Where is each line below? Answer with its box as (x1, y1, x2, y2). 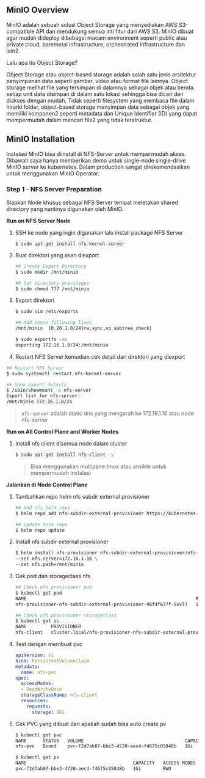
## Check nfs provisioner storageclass (15, 612, 117, 618)
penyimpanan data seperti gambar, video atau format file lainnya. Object (6, 77, 188, 84)
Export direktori (15, 296, 55, 304)
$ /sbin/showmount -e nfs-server (6, 387, 92, 394)
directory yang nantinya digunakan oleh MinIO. (6, 205, 124, 213)
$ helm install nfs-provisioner (15, 550, 98, 556)
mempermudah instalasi (30, 469, 92, 476)
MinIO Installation (6, 134, 75, 144)
